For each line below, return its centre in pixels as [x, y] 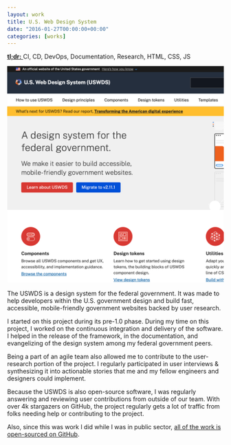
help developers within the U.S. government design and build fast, [101, 301]
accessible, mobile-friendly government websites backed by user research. [114, 308]
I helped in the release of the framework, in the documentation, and [102, 336]
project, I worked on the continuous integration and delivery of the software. [115, 329]
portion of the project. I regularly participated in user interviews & [126, 364]
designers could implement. [46, 378]
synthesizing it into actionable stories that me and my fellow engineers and [113, 372]
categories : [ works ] [37, 36]
